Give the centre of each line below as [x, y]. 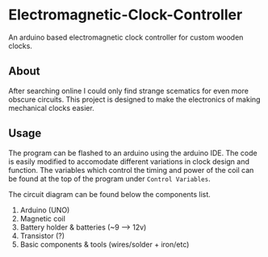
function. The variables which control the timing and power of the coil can [131, 170]
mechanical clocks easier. [51, 107]
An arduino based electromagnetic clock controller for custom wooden [126, 37]
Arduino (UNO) [45, 210]
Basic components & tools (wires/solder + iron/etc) [105, 244]
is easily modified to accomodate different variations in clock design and [129, 161]
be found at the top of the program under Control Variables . [110, 179]
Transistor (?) [42, 235]
